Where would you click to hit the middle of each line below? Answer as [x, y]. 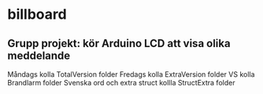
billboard [37, 14]
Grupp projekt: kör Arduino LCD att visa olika [119, 43]
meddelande [39, 55]
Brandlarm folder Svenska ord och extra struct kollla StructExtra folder [121, 83]
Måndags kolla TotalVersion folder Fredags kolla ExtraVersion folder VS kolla [131, 74]
